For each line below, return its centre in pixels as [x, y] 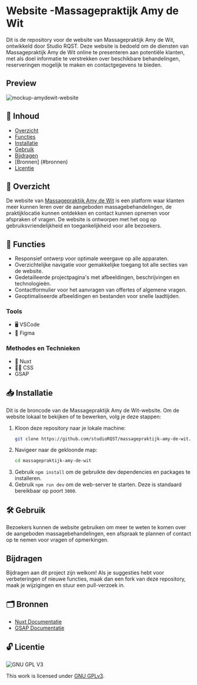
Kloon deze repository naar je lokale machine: [70, 428]
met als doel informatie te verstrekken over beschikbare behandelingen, [93, 58]
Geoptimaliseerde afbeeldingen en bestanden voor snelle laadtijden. [97, 296]
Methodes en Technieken [43, 348]
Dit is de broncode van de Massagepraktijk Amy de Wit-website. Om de [93, 410]
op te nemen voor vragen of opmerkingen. [57, 540]
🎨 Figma [25, 333]
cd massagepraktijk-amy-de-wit [53, 461]
